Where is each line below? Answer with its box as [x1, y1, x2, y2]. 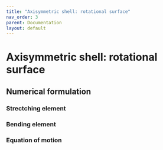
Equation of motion [6, 136, 62, 144]
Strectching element [6, 104, 66, 112]
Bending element [6, 120, 56, 128]
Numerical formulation [6, 86, 92, 96]
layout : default [6, 25, 46, 31]
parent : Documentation [6, 19, 62, 25]
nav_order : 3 [6, 14, 38, 20]
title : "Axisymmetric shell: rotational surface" [6, 8, 131, 15]
